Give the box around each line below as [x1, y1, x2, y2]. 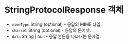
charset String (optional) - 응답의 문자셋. [11, 27, 91, 33]
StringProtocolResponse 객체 [4, 4, 124, 15]
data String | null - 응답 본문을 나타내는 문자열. [11, 33, 101, 39]
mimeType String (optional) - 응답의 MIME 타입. [11, 21, 102, 27]
